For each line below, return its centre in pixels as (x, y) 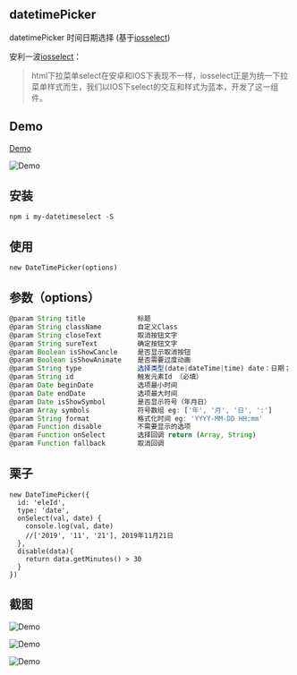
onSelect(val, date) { (59, 518)
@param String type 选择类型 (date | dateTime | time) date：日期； (150, 369)
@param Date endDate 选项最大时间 (93, 393)
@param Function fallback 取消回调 (87, 444)
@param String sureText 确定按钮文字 (93, 344)
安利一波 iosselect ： (46, 56)
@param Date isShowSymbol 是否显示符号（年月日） (110, 402)
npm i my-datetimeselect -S (62, 217)
